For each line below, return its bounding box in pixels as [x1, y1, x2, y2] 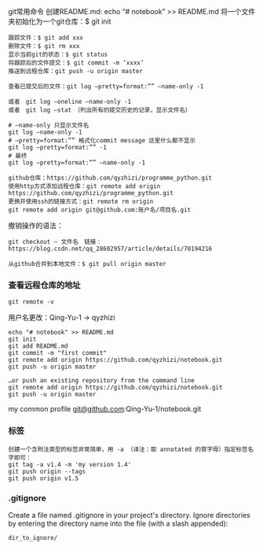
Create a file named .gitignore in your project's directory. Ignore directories [8, 510, 251, 519]
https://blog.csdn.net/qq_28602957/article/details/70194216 [8, 245, 213, 253]
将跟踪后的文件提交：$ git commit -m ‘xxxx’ [8, 59, 144, 67]
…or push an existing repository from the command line [8, 377, 195, 385]
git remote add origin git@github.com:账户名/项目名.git [8, 206, 192, 214]
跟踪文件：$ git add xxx [8, 34, 84, 42]
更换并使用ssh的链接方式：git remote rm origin [8, 197, 154, 205]
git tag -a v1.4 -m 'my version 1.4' [8, 460, 132, 468]
